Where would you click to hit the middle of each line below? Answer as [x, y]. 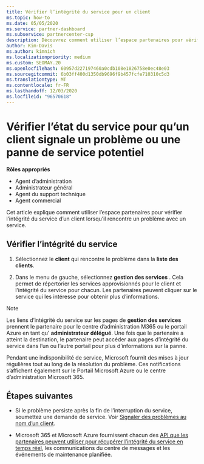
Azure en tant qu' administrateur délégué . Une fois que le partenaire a [95, 333]
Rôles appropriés [28, 169]
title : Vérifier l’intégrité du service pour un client [78, 12]
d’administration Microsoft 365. [45, 377]
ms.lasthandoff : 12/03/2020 [42, 91]
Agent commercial [38, 200]
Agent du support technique [50, 194]
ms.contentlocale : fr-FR [38, 86]
